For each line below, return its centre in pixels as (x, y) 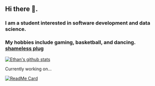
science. (15, 29)
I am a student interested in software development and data (78, 23)
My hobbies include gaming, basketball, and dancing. (70, 42)
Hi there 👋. (21, 9)
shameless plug (25, 49)
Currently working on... (29, 69)
